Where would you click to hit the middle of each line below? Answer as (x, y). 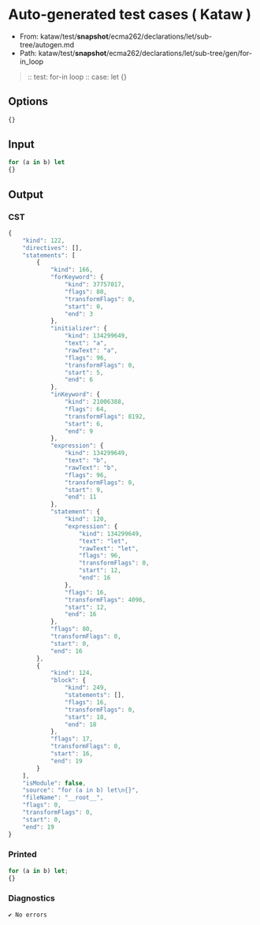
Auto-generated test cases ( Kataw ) (130, 15)
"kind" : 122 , (44, 241)
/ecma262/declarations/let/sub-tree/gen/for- (179, 53)
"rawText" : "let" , (109, 548)
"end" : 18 (80, 724)
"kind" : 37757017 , (95, 285)
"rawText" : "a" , (91, 350)
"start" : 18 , (86, 717)
